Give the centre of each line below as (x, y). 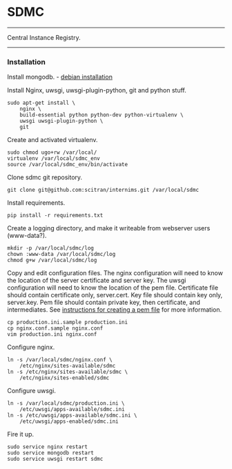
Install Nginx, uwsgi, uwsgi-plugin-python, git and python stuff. (97, 90)
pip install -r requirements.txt (55, 216)
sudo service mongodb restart (51, 453)
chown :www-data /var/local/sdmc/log (61, 255)
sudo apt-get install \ (41, 103)
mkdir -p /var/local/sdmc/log (51, 248)
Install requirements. (36, 203)
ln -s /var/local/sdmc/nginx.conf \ (60, 360)
